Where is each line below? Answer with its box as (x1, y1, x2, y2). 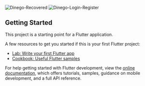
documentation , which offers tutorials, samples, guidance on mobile (5, 70, 140, 76)
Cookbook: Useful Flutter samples (12, 55, 80, 61)
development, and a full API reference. (5, 75, 82, 81)
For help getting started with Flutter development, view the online (5, 65, 135, 70)
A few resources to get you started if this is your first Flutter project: (5, 41, 140, 47)
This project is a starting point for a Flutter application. (5, 32, 113, 37)
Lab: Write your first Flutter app (12, 50, 75, 56)
